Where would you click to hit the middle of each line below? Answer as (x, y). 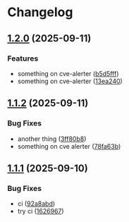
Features (23, 58)
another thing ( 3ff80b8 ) (52, 139)
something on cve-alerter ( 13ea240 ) (70, 81)
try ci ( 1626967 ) (41, 211)
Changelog (40, 12)
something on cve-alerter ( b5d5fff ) (68, 73)
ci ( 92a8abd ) (36, 204)
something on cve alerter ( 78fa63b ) (69, 146)
